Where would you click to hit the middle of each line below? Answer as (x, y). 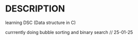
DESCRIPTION (35, 9)
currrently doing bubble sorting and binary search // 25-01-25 (69, 32)
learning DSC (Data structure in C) (41, 22)
